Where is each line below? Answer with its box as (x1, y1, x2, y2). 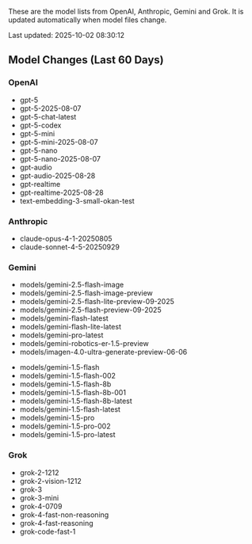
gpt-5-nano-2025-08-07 (19, 154, 101, 163)
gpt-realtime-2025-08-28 (19, 188, 105, 197)
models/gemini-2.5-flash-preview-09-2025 (19, 305, 162, 315)
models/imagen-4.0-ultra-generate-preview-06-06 (19, 348, 188, 357)
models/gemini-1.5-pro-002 (19, 421, 111, 431)
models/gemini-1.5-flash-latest (19, 405, 121, 414)
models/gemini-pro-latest (19, 330, 104, 340)
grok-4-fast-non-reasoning (19, 510, 109, 519)
